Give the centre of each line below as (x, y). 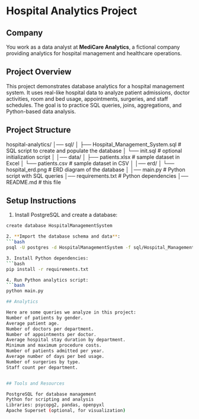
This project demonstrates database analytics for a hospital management (95, 86)
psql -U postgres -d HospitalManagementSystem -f (69, 248)
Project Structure (38, 130)
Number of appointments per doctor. (51, 334)
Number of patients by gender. (45, 318)
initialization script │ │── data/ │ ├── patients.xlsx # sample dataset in (93, 157)
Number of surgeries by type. (44, 362)
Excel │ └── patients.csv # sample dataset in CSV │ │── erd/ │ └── (90, 163)
